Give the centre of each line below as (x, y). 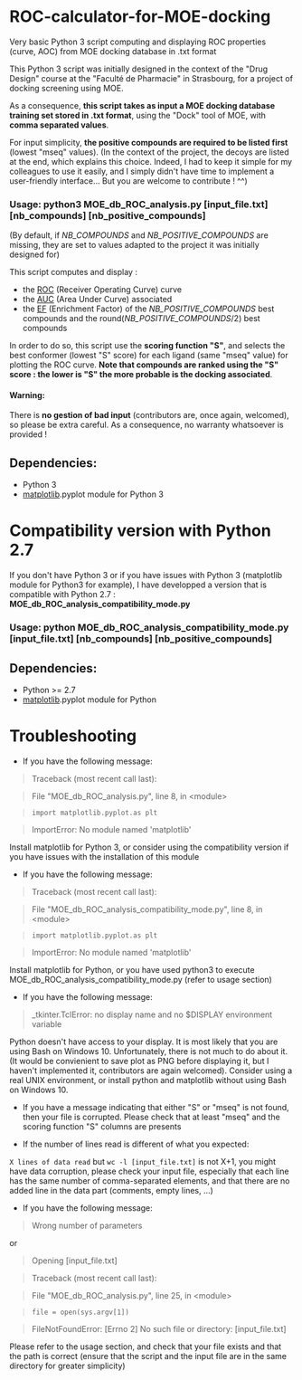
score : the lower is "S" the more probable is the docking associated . (141, 375)
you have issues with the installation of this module (104, 856)
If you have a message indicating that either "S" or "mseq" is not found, (156, 1107)
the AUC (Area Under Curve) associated (97, 300)
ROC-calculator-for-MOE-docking (140, 17)
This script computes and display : (74, 272)
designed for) (35, 254)
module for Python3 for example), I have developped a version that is (138, 585)
